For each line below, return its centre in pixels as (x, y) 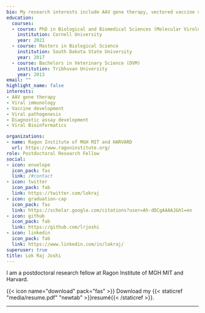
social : (16, 159)
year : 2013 (31, 74)
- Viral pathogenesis (34, 114)
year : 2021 (31, 40)
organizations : (26, 137)
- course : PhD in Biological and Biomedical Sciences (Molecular (97, 29)
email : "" (19, 80)
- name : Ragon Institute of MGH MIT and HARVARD (69, 142)
